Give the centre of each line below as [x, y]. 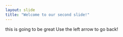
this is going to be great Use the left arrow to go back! [62, 29]
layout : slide [20, 10]
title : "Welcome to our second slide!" [48, 15]
